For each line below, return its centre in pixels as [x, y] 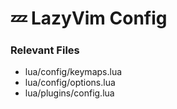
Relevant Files [45, 50]
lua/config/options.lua [70, 83]
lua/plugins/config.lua [69, 93]
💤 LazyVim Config [89, 18]
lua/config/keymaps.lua [73, 72]
